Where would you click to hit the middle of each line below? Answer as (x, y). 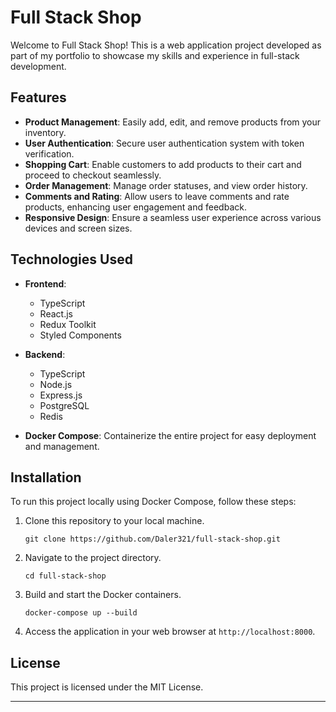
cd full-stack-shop (65, 576)
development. (38, 66)
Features (38, 97)
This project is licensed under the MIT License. (107, 687)
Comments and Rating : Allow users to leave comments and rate (157, 196)
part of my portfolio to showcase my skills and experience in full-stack (155, 55)
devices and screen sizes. (78, 228)
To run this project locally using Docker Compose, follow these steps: (153, 502)
